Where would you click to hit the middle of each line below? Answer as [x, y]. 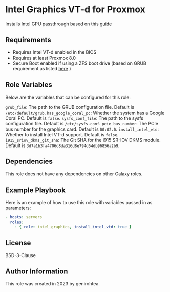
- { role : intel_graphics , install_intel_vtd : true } [73, 227]
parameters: [18, 208]
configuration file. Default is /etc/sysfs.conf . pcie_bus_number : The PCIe [82, 123]
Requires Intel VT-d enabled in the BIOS [55, 52]
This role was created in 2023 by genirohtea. [52, 284]
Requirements [28, 40]
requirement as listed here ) [42, 68]
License [18, 243]
